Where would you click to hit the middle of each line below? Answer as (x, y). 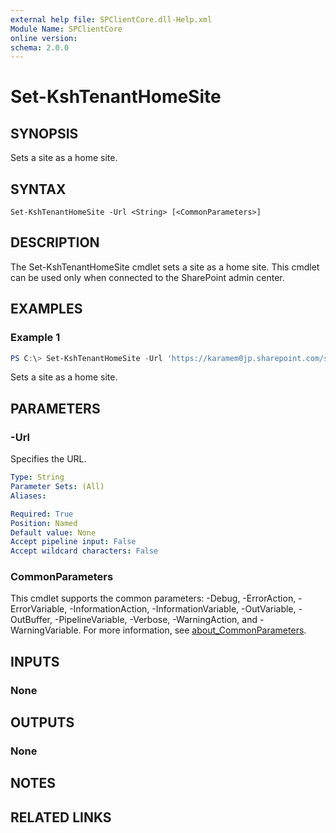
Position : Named (44, 523)
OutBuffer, (31, 620)
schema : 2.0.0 (40, 47)
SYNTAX (38, 189)
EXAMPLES (46, 309)
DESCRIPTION (55, 242)
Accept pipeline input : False (73, 542)
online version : (44, 38)
